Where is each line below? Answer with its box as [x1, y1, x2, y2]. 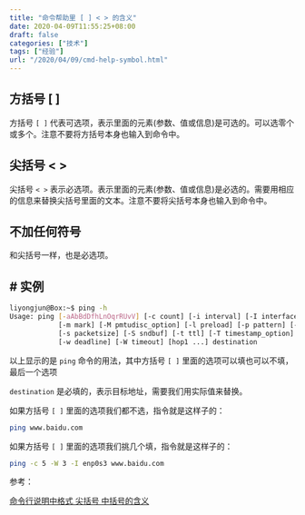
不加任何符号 [9, 224, 82, 240]
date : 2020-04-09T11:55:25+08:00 [9, 22, 136, 31]
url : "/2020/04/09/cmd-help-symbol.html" [9, 55, 169, 64]
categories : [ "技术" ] [9, 38, 89, 48]
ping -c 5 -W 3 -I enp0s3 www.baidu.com [9, 459, 165, 468]
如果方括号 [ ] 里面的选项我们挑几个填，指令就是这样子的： [9, 441, 233, 451]
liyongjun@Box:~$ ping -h [9, 303, 107, 313]
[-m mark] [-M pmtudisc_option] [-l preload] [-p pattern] [57, 321, 286, 330]
